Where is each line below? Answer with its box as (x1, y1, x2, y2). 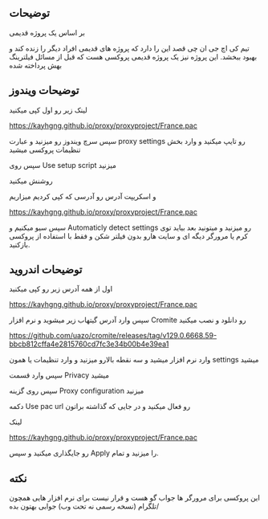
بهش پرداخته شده (9, 60, 63, 70)
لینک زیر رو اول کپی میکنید (9, 104, 87, 115)
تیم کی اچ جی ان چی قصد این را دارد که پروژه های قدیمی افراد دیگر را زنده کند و (9, 43, 250, 53)
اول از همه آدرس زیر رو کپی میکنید (9, 284, 113, 294)
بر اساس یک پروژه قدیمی (9, 27, 85, 37)
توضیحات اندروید (9, 263, 83, 276)
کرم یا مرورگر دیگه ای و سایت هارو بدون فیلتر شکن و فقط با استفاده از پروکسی (9, 231, 248, 240)
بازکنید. (9, 239, 30, 249)
